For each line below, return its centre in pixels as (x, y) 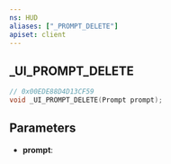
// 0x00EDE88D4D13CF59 (52, 92)
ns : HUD (24, 18)
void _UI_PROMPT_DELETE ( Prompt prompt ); (86, 100)
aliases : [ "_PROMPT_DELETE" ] (64, 26)
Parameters (43, 128)
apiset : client (38, 34)
